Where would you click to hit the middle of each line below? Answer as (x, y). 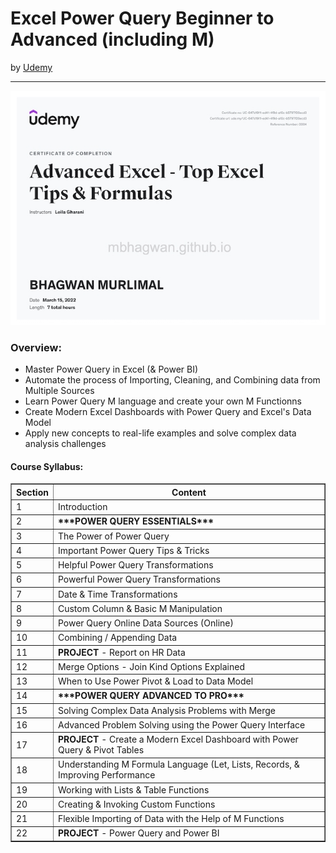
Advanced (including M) (112, 39)
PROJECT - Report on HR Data (121, 652)
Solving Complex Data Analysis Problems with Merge (167, 710)
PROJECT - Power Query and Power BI (138, 833)
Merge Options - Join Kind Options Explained (151, 666)
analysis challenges (65, 444)
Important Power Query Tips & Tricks (133, 550)
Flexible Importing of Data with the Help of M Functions (171, 819)
